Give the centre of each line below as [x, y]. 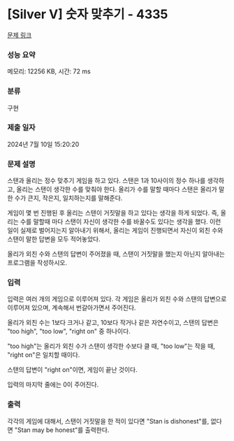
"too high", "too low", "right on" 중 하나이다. [69, 331]
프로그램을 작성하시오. [37, 263]
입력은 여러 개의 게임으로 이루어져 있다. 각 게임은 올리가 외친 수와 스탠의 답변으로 [117, 299]
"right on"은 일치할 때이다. [44, 355]
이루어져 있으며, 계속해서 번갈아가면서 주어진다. [72, 308]
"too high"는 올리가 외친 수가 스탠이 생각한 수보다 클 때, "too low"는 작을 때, [111, 346]
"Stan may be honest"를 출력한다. [62, 430]
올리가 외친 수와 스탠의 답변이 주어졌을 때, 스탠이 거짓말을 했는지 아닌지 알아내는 [116, 254]
